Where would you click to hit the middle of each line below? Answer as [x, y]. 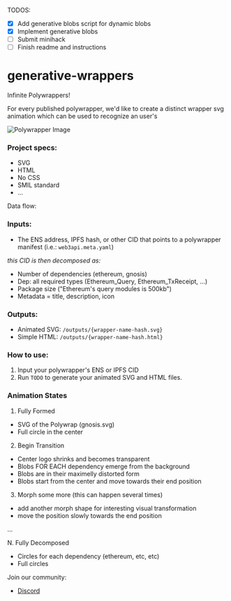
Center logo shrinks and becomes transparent [83, 459]
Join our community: [37, 577]
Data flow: [22, 206]
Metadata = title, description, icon [66, 296]
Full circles [33, 563]
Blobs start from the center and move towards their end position [110, 481]
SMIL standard [38, 185]
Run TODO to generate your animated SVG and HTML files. [100, 378]
